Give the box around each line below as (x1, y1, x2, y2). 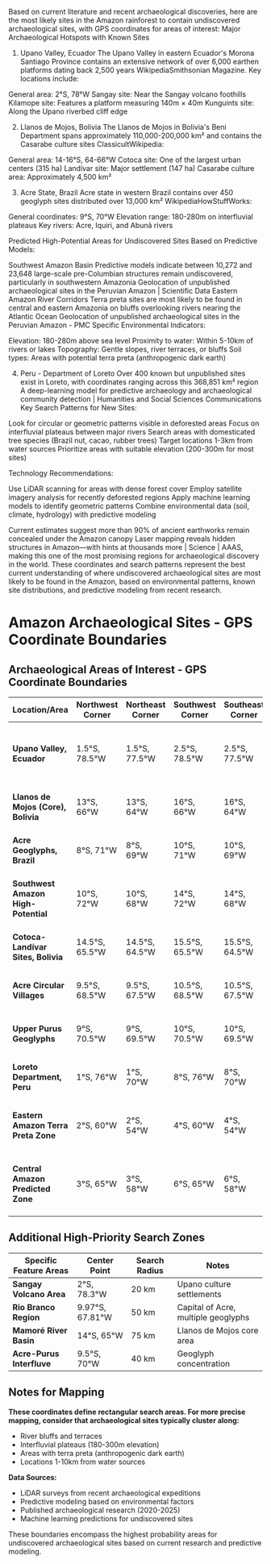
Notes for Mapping (8, 1386, 105, 1400)
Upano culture (177, 1278, 231, 1289)
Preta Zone (12, 1130, 56, 1141)
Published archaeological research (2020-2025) (19, 1505, 181, 1515)
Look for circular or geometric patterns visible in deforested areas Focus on (8, 418, 260, 428)
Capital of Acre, (177, 1301, 236, 1312)
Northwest (76, 699, 119, 710)
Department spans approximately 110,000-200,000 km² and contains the (19, 131, 262, 140)
